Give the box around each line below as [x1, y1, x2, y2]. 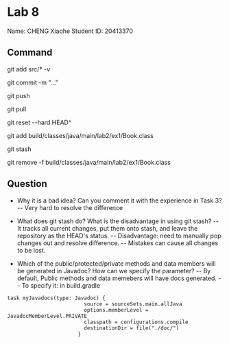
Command [7, 47, 53, 58]
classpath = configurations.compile [83, 319, 189, 325]
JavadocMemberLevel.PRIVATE [7, 312, 88, 319]
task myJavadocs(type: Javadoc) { [7, 295, 106, 301]
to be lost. [16, 246, 46, 254]
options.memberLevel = [83, 306, 149, 313]
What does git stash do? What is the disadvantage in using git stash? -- [16, 217, 219, 225]
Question [7, 178, 47, 190]
